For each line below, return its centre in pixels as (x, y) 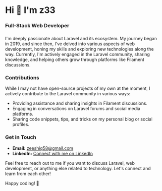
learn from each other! (28, 174)
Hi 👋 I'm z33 (30, 10)
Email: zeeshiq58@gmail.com (43, 148)
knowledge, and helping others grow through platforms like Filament (75, 60)
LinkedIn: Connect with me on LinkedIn (53, 153)
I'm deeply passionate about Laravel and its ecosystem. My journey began (81, 39)
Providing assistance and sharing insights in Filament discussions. (80, 103)
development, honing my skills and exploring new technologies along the (80, 49)
